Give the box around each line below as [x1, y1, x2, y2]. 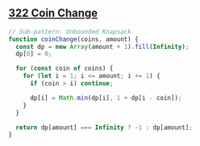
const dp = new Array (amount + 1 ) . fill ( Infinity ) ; [15, 43, 190, 51]
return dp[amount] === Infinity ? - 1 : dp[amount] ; [15, 124, 194, 132]
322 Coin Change [8, 6, 98, 20]
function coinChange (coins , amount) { [8, 35, 139, 43]
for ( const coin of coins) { [15, 64, 114, 73]
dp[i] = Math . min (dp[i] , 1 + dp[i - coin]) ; [29, 94, 182, 102]
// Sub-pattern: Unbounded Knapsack [8, 27, 131, 35]
